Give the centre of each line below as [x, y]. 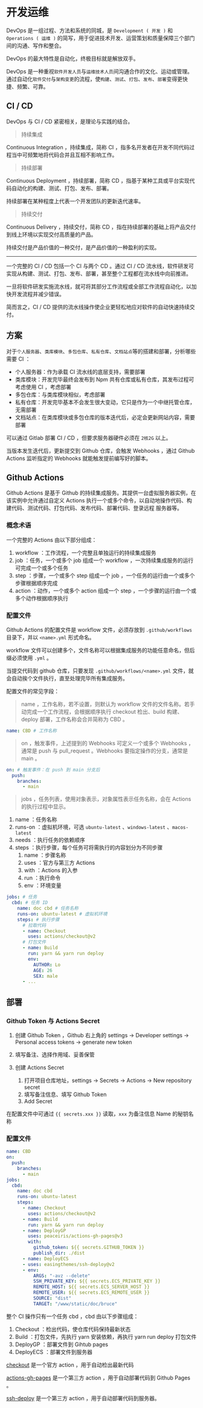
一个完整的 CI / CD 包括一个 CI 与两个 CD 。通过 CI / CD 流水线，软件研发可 [100, 266]
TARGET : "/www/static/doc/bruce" [75, 1304]
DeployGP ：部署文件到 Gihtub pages [62, 1344]
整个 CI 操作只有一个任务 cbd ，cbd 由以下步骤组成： [72, 1316]
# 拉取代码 [34, 925]
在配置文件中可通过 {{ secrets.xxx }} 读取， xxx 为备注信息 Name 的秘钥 [97, 1114]
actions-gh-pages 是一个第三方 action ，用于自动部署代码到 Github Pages [98, 1378]
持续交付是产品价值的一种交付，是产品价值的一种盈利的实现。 [83, 247]
